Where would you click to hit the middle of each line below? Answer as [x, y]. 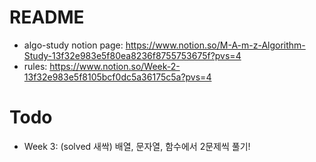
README [47, 17]
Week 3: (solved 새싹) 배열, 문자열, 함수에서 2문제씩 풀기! [137, 146]
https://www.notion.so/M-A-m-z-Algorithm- [215, 45]
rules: [35, 66]
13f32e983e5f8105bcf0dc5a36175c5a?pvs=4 [117, 77]
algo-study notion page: [73, 45]
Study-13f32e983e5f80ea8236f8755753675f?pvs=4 [132, 55]
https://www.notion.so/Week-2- [115, 66]
